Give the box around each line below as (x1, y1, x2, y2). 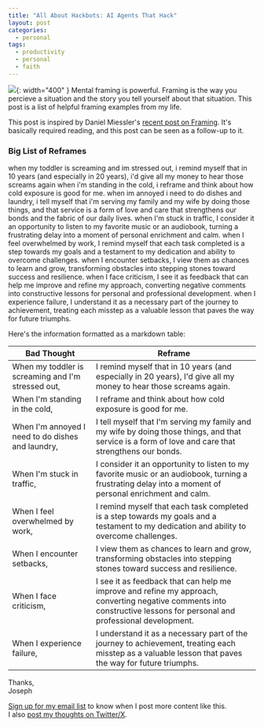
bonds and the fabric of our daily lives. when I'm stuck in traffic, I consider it (8, 213, 255, 223)
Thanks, (8, 678, 35, 688)
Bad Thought (24, 348, 75, 359)
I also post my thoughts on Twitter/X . (8, 710, 127, 719)
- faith (15, 63, 41, 71)
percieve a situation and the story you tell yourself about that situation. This (8, 94, 252, 103)
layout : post (8, 19, 51, 27)
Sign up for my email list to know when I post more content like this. (8, 702, 227, 711)
